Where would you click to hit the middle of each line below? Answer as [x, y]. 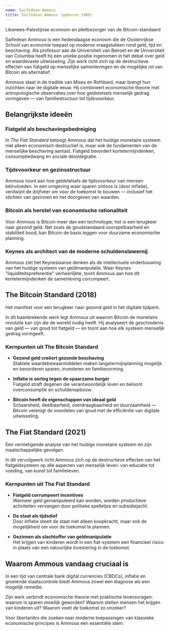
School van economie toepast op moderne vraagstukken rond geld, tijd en [84, 45]
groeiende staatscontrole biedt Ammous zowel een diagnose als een [78, 582]
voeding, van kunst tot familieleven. [43, 471]
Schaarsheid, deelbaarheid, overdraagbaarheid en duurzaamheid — [84, 405]
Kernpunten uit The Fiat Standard [48, 484]
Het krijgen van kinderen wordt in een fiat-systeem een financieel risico [88, 542]
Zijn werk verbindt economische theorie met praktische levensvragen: [79, 597]
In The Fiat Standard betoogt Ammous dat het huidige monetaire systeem [83, 140]
